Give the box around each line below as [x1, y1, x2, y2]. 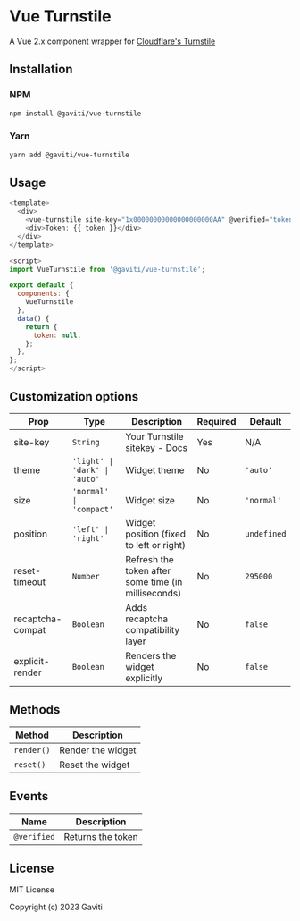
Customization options [9, 389, 139, 404]
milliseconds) [125, 587, 182, 599]
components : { [17, 289, 70, 299]
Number [71, 570, 100, 581]
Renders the [125, 649, 177, 662]
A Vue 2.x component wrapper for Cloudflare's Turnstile [9, 36, 216, 46]
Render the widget [59, 744, 137, 756]
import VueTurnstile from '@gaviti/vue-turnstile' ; [9, 265, 205, 274]
